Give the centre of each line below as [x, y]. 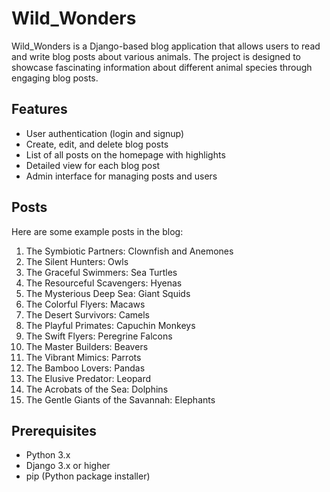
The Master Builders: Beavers [87, 346]
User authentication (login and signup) [105, 133]
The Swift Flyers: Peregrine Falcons [99, 336]
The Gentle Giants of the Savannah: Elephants [120, 399]
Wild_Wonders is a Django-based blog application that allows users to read [166, 46]
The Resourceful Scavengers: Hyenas [104, 283]
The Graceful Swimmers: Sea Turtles [101, 272]
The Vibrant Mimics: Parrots [83, 357]
